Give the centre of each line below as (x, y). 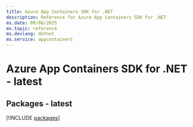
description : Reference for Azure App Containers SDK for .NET (86, 17)
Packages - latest (39, 103)
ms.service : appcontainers (40, 39)
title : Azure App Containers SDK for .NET (60, 12)
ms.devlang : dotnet (30, 34)
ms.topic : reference (32, 28)
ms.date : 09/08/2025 (32, 23)
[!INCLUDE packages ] (33, 118)
